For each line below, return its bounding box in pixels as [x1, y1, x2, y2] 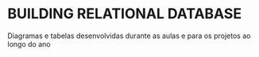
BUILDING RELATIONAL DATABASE [7, 5, 242, 23]
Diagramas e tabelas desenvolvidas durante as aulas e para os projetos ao [7, 31, 251, 40]
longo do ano [7, 39, 51, 48]
